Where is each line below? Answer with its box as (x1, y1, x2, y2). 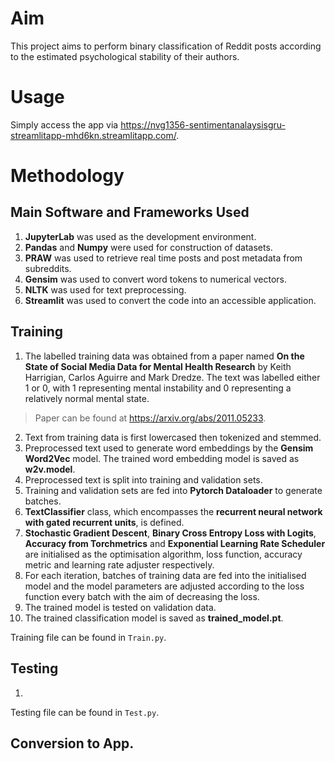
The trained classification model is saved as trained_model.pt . (24, 612, 284, 624)
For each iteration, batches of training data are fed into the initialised (24, 569, 307, 581)
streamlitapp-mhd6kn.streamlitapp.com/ (10, 129, 177, 141)
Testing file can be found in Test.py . (10, 706, 160, 718)
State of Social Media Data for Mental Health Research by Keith (24, 360, 292, 372)
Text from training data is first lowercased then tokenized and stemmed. (24, 431, 322, 443)
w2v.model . (24, 463, 76, 475)
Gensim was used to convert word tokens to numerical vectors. (24, 273, 287, 285)
